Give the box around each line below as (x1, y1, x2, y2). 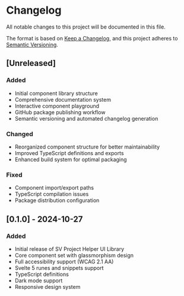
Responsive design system (14, 283, 81, 290)
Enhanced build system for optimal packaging (14, 156, 127, 163)
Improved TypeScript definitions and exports (14, 149, 124, 156)
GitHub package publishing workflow (14, 108, 106, 116)
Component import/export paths (14, 184, 94, 191)
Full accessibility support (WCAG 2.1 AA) (14, 258, 114, 265)
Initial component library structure (14, 90, 98, 97)
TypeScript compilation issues (14, 191, 89, 198)
